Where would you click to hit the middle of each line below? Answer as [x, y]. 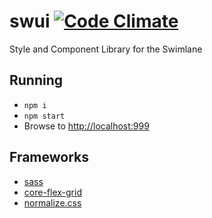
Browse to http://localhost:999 [86, 126]
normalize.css [52, 202]
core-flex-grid [52, 192]
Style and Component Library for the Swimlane [106, 49]
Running [36, 80]
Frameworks [49, 157]
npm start [44, 116]
